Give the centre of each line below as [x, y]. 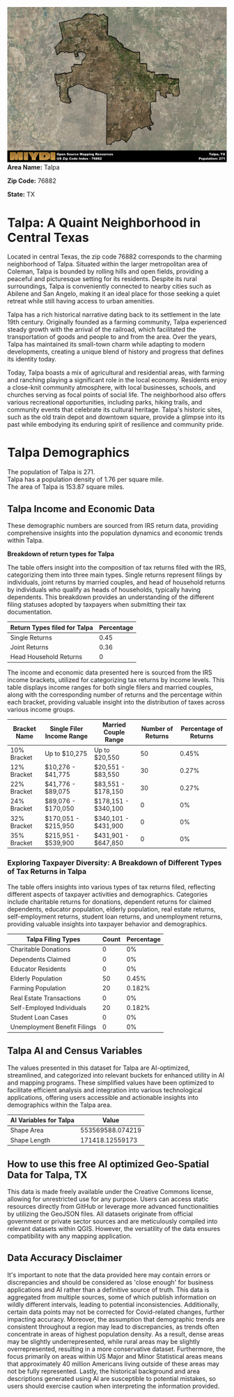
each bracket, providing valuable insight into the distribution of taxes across [116, 702]
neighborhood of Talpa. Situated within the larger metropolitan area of [108, 264]
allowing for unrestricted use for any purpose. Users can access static [108, 1199]
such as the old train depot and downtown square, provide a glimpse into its [116, 417]
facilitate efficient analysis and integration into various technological [105, 1090]
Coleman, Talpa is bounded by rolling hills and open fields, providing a [108, 271]
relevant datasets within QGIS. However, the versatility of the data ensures [114, 1228]
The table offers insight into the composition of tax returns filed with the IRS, [117, 568]
